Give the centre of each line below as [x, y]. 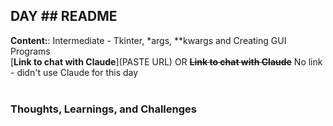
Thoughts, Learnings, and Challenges [103, 109]
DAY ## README [64, 16]
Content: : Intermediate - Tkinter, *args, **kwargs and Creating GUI [148, 40]
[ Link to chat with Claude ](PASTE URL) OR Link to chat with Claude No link [166, 61]
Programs [30, 51]
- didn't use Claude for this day [74, 72]
